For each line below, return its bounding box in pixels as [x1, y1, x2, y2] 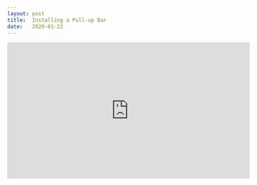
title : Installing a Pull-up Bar [7, 17, 107, 24]
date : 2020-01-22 [7, 23, 64, 30]
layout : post [7, 10, 45, 17]
